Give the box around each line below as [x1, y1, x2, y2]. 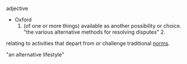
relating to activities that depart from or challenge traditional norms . [6, 40, 170, 47]
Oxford [14, 16, 32, 23]
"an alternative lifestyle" [6, 51, 65, 58]
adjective [6, 5, 28, 12]
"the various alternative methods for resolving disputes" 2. [23, 29, 166, 35]
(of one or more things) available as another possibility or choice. [23, 23, 182, 29]
